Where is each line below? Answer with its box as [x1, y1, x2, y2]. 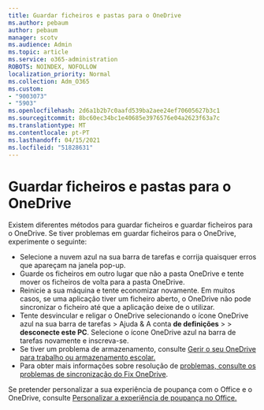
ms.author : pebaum [8, 19, 69, 27]
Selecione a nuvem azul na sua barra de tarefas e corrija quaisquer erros [19, 252, 257, 262]
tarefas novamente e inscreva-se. [19, 336, 129, 345]
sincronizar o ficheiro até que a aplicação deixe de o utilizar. [19, 303, 215, 312]
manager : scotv [8, 33, 58, 42]
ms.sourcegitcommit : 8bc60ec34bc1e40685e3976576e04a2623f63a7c [8, 114, 221, 122]
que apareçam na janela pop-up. [19, 261, 126, 270]
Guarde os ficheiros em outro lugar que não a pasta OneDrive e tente [19, 269, 244, 278]
